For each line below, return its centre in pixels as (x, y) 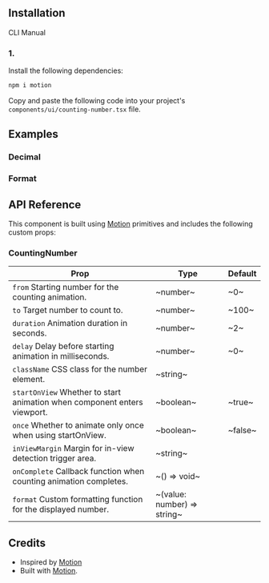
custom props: (32, 232)
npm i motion (30, 86)
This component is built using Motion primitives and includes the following (131, 224)
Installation (37, 13)
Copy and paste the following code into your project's (97, 100)
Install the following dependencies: (66, 70)
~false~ (242, 430)
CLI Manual (27, 32)
